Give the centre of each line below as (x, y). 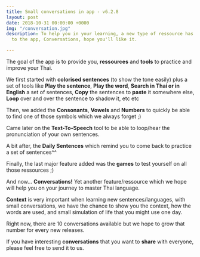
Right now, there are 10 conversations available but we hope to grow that (96, 224)
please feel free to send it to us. (45, 248)
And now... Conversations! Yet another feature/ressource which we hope (96, 182)
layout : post (22, 17)
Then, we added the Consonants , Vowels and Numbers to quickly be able (98, 110)
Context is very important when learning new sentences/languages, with (96, 199)
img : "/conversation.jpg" (38, 28)
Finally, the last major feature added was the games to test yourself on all (96, 164)
